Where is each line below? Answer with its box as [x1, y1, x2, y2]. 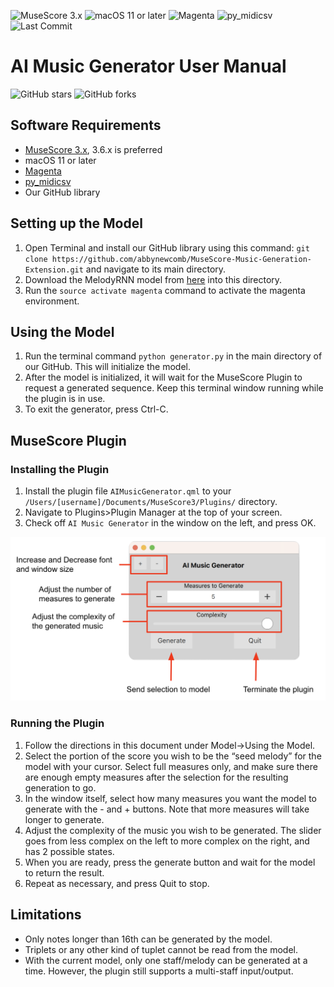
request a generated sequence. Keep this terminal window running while [24, 382, 324, 394]
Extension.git [24, 265, 84, 275]
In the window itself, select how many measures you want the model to [24, 792, 317, 804]
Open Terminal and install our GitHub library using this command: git [24, 241, 310, 254]
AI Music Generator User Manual [10, 55, 287, 78]
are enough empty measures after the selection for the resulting [24, 771, 289, 783]
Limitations [10, 906, 82, 924]
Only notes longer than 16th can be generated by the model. [24, 933, 273, 945]
